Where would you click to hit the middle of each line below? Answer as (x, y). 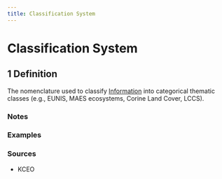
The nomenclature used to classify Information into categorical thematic (111, 91)
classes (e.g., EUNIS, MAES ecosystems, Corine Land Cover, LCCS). (106, 98)
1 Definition (33, 74)
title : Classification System (51, 14)
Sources (22, 154)
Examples (25, 135)
